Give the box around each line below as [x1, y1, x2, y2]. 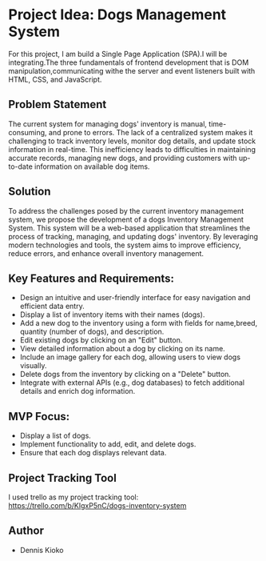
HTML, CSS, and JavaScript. [8, 74, 102, 84]
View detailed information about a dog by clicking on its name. [19, 344, 225, 354]
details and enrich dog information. [19, 387, 136, 396]
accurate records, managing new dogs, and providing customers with [8, 153, 237, 162]
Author [8, 524, 44, 538]
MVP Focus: [8, 410, 70, 423]
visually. [19, 361, 47, 371]
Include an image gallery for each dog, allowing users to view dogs [19, 352, 241, 362]
